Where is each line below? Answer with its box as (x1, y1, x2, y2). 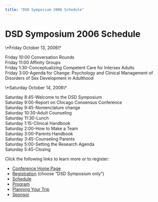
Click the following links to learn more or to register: (5, 156, 110, 162)
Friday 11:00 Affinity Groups (5, 59, 61, 65)
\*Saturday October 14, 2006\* (5, 85, 67, 90)
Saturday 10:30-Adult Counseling (5, 110, 72, 115)
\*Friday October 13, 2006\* (5, 45, 62, 51)
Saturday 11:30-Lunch (5, 115, 49, 121)
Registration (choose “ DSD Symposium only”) (12, 171, 104, 176)
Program (12, 181, 30, 187)
